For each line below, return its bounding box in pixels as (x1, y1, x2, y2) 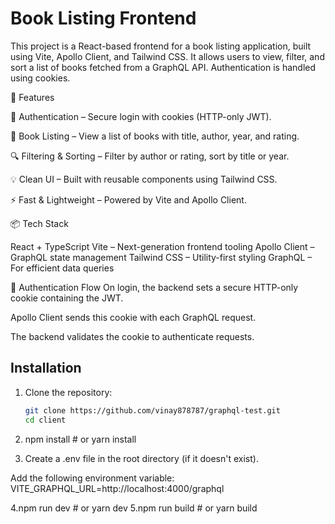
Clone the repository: (24, 386, 113, 398)
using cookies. (10, 72, 71, 84)
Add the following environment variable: (10, 472, 175, 484)
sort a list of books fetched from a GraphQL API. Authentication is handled (10, 61, 317, 73)
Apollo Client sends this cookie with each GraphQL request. (10, 311, 257, 323)
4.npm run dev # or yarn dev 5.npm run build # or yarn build (10, 502, 258, 514)
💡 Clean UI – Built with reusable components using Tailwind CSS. (10, 173, 278, 185)
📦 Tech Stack (10, 217, 69, 229)
